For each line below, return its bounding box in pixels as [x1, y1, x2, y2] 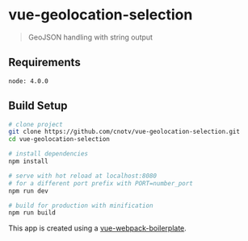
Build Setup [8, 99, 68, 113]
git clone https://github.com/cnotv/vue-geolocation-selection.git [8, 127, 241, 136]
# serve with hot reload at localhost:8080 [8, 172, 158, 180]
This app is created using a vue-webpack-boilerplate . [8, 223, 187, 233]
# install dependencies [8, 150, 89, 158]
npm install [8, 157, 48, 166]
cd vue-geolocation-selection [8, 135, 111, 143]
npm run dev [8, 187, 48, 195]
